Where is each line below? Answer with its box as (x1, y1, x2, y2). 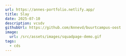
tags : (5, 39, 16, 44)
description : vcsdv (5, 20, 45, 26)
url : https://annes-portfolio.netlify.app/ (5, 7, 95, 12)
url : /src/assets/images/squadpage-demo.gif (9, 35, 102, 39)
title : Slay (5, 12, 29, 17)
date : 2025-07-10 (5, 16, 41, 21)
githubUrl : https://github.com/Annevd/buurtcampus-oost (5, 25, 121, 30)
